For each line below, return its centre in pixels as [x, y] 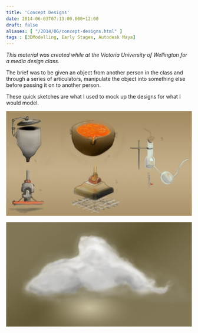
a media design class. [33, 61]
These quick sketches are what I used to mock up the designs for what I [93, 97]
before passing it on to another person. [54, 85]
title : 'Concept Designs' [38, 12]
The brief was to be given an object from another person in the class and [95, 73]
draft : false [22, 25]
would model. [23, 103]
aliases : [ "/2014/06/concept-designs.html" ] [64, 31]
